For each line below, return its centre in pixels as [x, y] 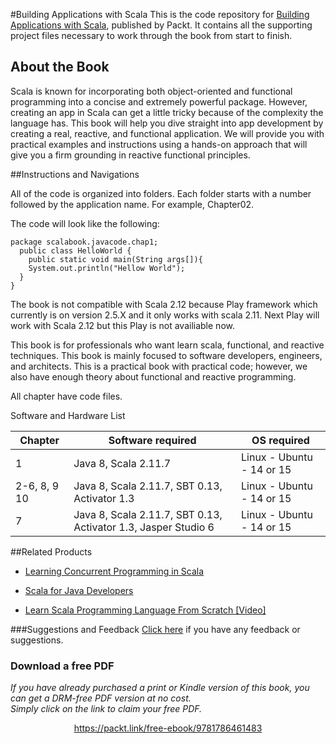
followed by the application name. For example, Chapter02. [132, 204]
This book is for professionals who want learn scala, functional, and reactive [167, 345]
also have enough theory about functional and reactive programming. [153, 376]
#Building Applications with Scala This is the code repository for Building [160, 14]
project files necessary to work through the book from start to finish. [151, 35]
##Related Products [51, 551]
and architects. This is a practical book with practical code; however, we [159, 366]
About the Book [60, 67]
